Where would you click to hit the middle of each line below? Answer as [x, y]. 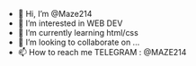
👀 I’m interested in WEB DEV [70, 23]
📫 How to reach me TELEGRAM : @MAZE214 [102, 52]
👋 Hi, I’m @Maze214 [55, 14]
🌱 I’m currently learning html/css [78, 33]
